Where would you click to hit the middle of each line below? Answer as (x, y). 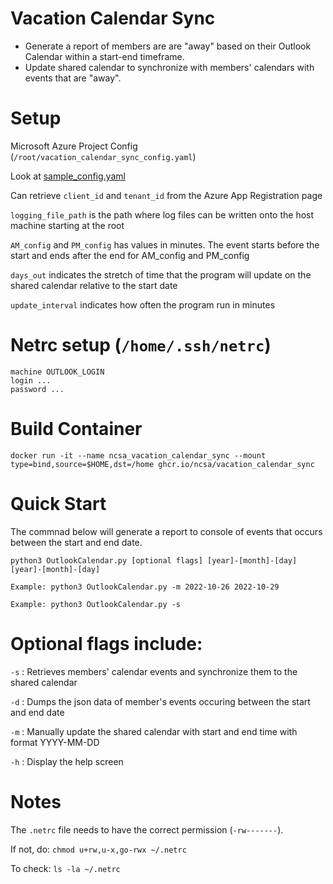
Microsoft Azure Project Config (74, 146)
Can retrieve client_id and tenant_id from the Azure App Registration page (166, 195)
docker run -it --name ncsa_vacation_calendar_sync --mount (138, 455)
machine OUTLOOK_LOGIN (57, 372)
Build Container (76, 429)
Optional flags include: (106, 643)
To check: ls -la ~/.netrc (65, 868)
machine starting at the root (67, 225)
